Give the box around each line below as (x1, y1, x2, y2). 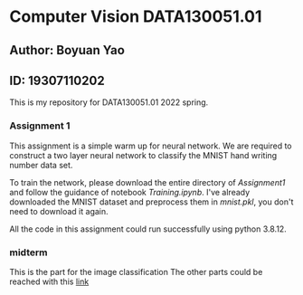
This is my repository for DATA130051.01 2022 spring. (9, 97, 209, 108)
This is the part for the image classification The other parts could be (9, 266, 263, 277)
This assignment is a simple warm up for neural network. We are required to (9, 140, 292, 151)
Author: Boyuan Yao (9, 43, 125, 58)
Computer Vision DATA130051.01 (9, 6, 262, 27)
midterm (9, 246, 48, 259)
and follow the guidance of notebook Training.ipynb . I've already (9, 186, 251, 197)
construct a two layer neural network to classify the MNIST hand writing (9, 149, 278, 160)
